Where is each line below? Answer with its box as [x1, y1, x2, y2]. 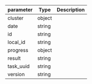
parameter [7, 6, 33, 13]
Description [56, 6, 85, 13]
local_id [7, 39, 26, 45]
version [7, 71, 25, 78]
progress [7, 47, 29, 53]
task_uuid [7, 63, 30, 70]
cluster [7, 15, 24, 21]
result [7, 55, 21, 61]
